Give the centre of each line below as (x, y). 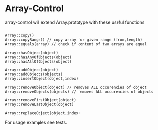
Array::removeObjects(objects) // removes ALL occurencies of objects (79, 92)
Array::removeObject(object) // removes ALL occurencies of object (76, 87)
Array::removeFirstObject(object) (41, 100)
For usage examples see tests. (36, 122)
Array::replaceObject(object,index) (43, 113)
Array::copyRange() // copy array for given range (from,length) (74, 40)
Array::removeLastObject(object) (39, 104)
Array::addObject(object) (32, 70)
